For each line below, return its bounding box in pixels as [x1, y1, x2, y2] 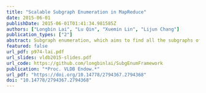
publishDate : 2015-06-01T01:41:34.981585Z [6, 20, 116, 26]
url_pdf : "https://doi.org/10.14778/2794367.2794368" [6, 72, 147, 78]
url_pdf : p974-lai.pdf [6, 49, 64, 55]
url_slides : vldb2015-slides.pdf [6, 54, 92, 61]
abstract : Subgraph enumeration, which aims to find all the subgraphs [6, 37, 193, 43]
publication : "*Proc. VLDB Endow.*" [6, 65, 100, 72]
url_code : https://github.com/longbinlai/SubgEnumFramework [6, 60, 164, 66]
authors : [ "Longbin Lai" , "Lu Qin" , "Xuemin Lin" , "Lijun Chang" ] [6, 26, 180, 32]
